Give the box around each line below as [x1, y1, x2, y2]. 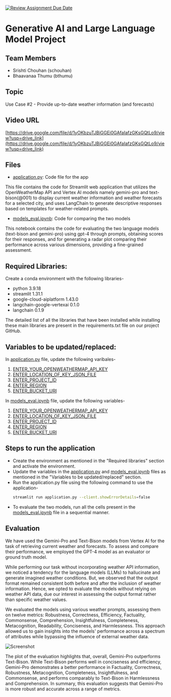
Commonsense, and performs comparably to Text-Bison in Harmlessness [5, 675, 160, 681]
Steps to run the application [5, 444, 95, 453]
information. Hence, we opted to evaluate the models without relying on [5, 585, 156, 592]
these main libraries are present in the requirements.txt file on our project [5, 322, 159, 329]
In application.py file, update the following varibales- [5, 356, 116, 363]
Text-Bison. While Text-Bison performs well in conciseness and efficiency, [5, 659, 162, 665]
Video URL [5, 116, 40, 125]
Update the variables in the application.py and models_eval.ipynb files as [12, 468, 166, 474]
